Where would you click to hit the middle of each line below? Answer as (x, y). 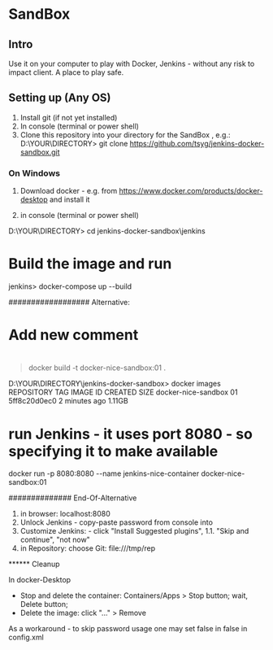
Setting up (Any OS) (60, 98)
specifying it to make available (113, 451)
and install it (69, 199)
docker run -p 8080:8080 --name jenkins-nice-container (104, 473)
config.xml (26, 637)
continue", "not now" (55, 540)
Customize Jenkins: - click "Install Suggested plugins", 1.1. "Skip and (134, 531)
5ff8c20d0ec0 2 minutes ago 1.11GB (68, 401)
